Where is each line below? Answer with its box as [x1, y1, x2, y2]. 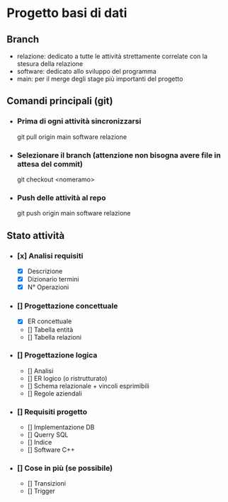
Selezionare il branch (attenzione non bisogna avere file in [16, 150, 221, 160]
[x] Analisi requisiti [16, 250, 84, 260]
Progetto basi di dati [6, 5, 127, 21]
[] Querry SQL [27, 430, 69, 439]
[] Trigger [27, 487, 56, 496]
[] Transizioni [27, 479, 67, 488]
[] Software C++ [27, 445, 75, 454]
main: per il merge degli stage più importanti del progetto [16, 74, 183, 83]
